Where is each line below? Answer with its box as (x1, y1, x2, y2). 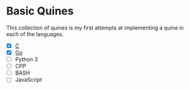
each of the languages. (6, 30, 64, 37)
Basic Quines (6, 4, 74, 18)
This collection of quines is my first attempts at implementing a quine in (6, 24, 185, 31)
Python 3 (15, 56, 38, 63)
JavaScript (15, 76, 42, 84)
